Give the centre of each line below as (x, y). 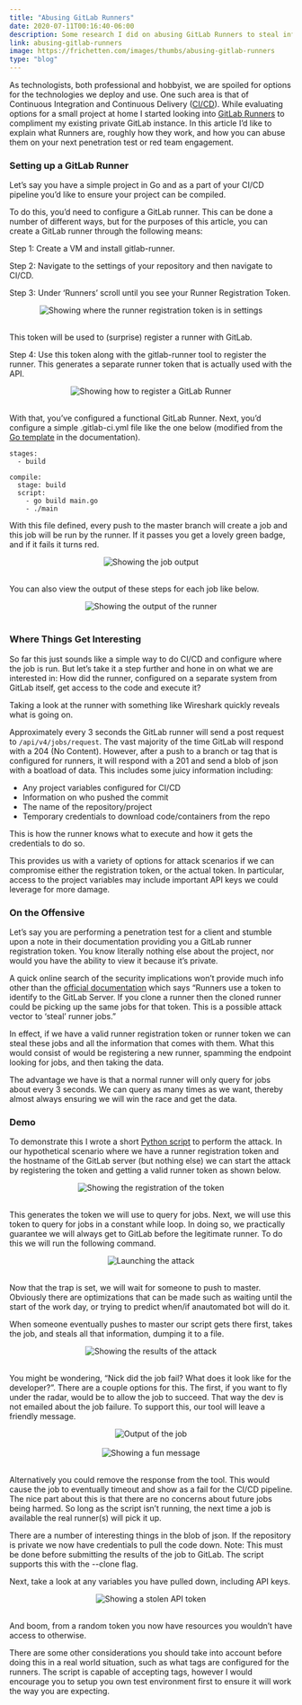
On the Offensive (47, 912)
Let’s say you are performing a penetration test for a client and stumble (141, 932)
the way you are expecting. (60, 1692)
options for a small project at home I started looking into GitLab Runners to (147, 114)
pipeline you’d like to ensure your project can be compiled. (118, 195)
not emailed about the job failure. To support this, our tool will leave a (137, 1407)
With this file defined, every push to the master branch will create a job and (148, 526)
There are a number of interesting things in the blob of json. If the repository (151, 1536)
